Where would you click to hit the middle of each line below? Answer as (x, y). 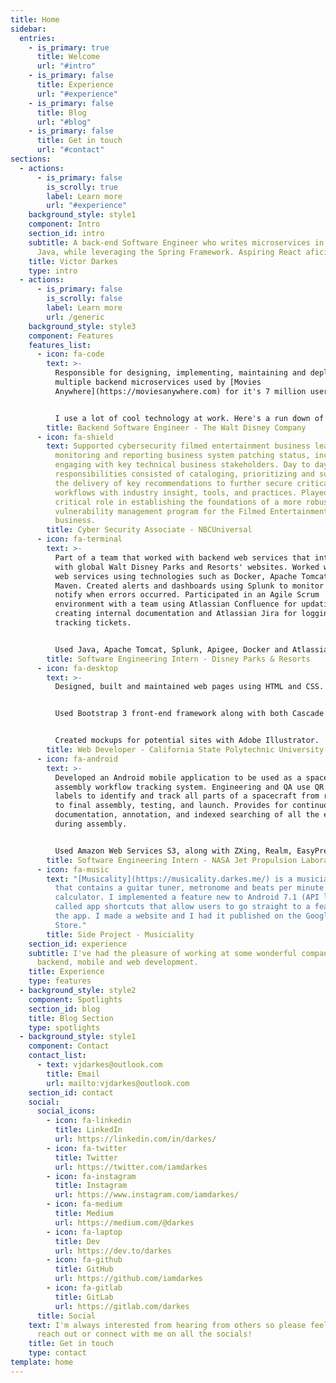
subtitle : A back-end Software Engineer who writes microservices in (176, 242)
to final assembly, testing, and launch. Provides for (171, 806)
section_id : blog (64, 1009)
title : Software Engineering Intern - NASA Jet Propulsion (172, 860)
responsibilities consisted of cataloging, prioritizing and (184, 474)
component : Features (71, 336)
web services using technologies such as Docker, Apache (176, 576)
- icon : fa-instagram (91, 1176)
